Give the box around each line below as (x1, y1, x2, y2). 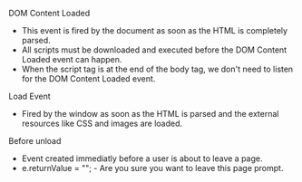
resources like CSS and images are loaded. (21, 118, 183, 129)
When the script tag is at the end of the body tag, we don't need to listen (21, 63, 294, 74)
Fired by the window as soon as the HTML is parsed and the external (21, 109, 279, 119)
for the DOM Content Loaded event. (21, 73, 156, 84)
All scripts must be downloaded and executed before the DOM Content (21, 44, 287, 55)
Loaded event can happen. (21, 54, 122, 64)
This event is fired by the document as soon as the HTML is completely (21, 25, 287, 35)
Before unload (8, 136, 62, 146)
